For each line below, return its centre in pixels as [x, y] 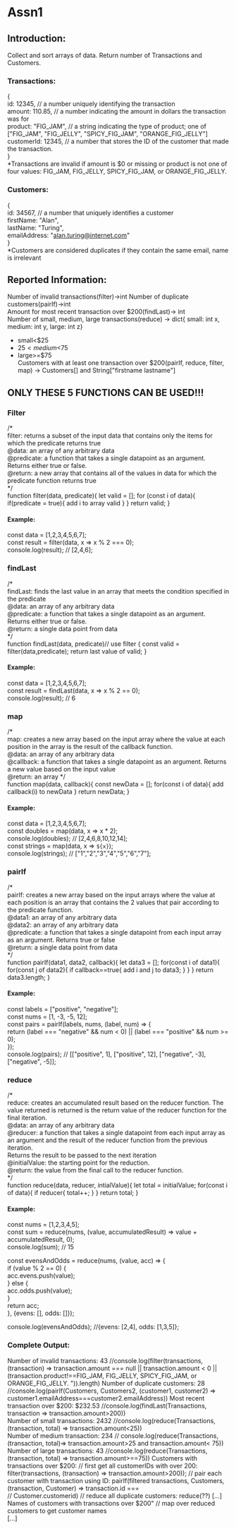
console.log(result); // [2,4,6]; [50, 550]
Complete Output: [39, 1345]
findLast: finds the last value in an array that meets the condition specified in [118, 591]
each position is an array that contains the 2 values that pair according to [113, 902]
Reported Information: [57, 280]
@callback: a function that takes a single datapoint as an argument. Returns [117, 762]
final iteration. [27, 1118]
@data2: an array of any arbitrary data [63, 925]
